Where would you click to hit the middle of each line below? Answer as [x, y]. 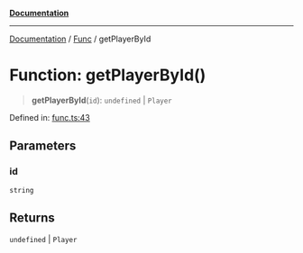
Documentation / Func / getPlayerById [80, 39]
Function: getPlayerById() [108, 75]
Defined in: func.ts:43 [50, 117]
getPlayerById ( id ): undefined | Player [102, 100]
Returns [32, 218]
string [22, 190]
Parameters [43, 146]
